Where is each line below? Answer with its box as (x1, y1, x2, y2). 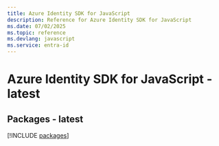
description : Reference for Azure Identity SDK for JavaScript (7, 16, 192, 23)
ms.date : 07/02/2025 (7, 23, 67, 29)
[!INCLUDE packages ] (7, 132, 69, 139)
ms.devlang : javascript (7, 36, 76, 42)
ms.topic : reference (7, 29, 67, 36)
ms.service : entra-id (7, 42, 69, 49)
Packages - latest (7, 113, 84, 125)
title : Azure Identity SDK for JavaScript (7, 10, 130, 17)
